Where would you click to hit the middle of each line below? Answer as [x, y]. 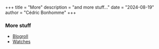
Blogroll [20, 36]
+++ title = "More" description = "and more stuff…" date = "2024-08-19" [80, 7]
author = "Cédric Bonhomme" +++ [41, 12]
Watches [21, 41]
